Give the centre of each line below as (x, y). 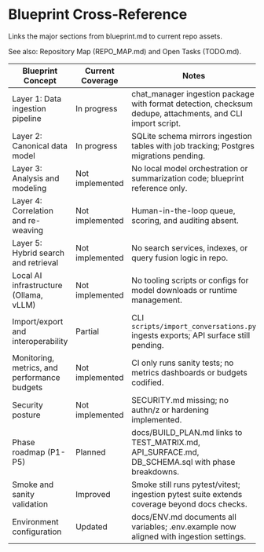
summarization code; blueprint (188, 178)
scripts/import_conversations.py (194, 326)
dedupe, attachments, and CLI (187, 113)
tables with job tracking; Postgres (193, 145)
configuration (37, 532)
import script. (156, 123)
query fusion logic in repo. (180, 258)
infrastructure (37, 285)
